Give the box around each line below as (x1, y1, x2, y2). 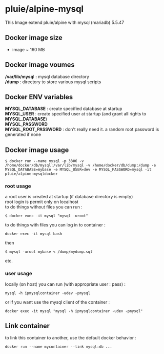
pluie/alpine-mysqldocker (5, 171, 58, 176)
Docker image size (5, 34, 62, 42)
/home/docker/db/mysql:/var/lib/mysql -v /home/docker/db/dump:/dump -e (5, 163, 156, 168)
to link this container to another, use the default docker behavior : (5, 335, 137, 340)
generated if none (5, 131, 41, 137)
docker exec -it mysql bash (5, 231, 62, 237)
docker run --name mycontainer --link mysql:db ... (5, 344, 112, 349)
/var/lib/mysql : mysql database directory (5, 74, 89, 79)
